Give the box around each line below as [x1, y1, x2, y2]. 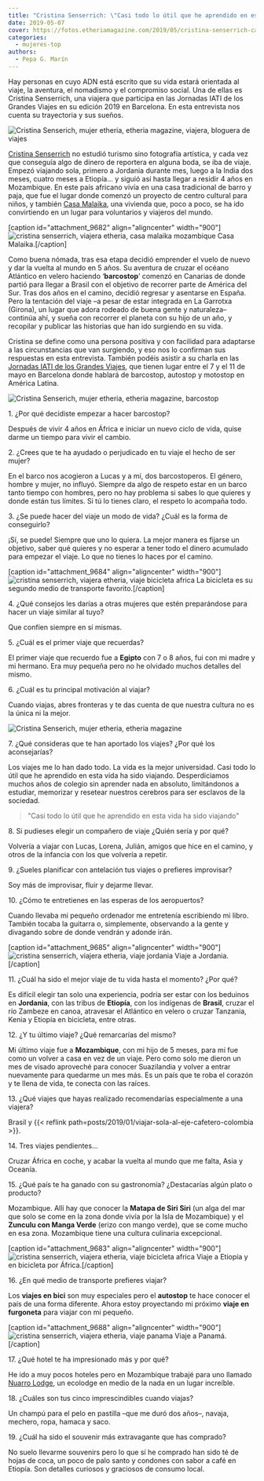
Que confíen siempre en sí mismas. [8, 622, 123, 632]
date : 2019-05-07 [8, 19, 65, 27]
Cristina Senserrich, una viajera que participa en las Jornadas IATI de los [8, 93, 244, 103]
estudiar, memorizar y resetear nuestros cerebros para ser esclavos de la [8, 787, 246, 797]
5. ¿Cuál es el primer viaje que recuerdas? [8, 637, 144, 647]
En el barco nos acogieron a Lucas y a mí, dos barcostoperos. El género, [8, 471, 244, 480]
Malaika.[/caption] [8, 239, 68, 248]
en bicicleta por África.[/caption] [8, 1260, 114, 1270]
